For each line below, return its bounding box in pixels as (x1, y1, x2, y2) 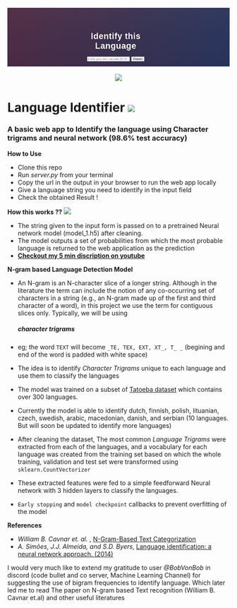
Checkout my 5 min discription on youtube (17, 251, 145, 260)
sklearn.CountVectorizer (17, 466, 91, 473)
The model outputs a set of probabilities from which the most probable (17, 236, 224, 244)
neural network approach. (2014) (17, 549, 114, 558)
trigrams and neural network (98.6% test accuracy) (7, 133, 188, 143)
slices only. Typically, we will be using (17, 309, 128, 317)
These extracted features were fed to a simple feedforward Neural (17, 478, 210, 487)
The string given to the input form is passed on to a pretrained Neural (17, 221, 219, 230)
